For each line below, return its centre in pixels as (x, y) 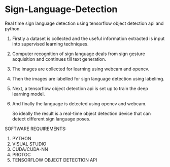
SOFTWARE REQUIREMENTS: (36, 129)
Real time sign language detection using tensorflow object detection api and (84, 23)
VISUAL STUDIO (29, 144)
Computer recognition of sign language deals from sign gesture (78, 54)
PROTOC (21, 154)
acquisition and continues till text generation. (59, 59)
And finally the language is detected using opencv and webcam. (79, 103)
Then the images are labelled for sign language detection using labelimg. (88, 78)
